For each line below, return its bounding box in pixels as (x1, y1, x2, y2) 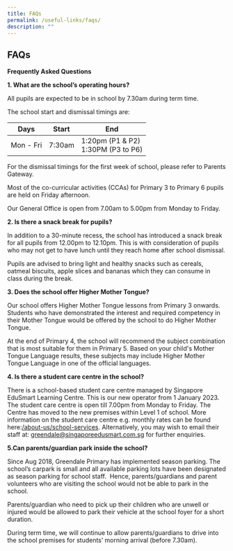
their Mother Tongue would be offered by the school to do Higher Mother (7, 316, 217, 324)
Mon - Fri (10, 141, 42, 150)
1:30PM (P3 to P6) (81, 145, 143, 154)
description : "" (7, 23, 54, 30)
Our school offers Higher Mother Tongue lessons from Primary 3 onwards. (7, 301, 220, 310)
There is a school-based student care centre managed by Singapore (7, 386, 203, 394)
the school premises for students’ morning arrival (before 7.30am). (7, 536, 198, 545)
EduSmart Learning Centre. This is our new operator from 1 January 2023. (7, 394, 220, 402)
